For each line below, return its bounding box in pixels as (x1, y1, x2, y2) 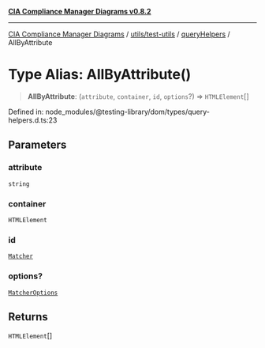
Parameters (8, 138, 67, 152)
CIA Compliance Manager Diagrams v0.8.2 (8, 7, 151, 16)
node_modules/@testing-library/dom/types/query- (45, 107, 211, 116)
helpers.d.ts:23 (8, 115, 58, 125)
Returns (8, 310, 49, 323)
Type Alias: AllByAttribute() (8, 66, 192, 84)
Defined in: (8, 107, 44, 116)
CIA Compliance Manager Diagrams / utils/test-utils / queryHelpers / (8, 29, 230, 39)
